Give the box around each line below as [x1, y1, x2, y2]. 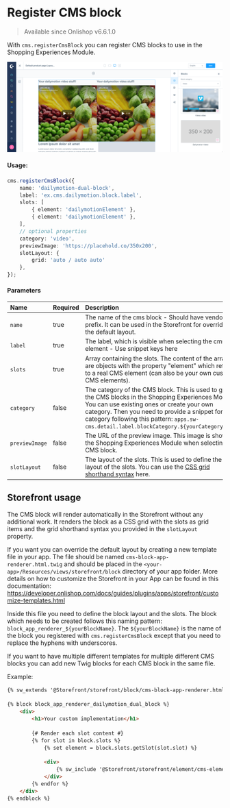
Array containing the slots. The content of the [85, 354, 213, 363]
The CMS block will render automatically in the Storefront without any [7, 510, 203, 518]
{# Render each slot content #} [31, 730, 125, 737]
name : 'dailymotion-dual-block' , [19, 184, 115, 191]
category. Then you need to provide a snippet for [85, 407, 223, 415]
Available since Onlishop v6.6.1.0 [23, 27, 116, 36]
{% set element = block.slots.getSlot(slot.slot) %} [43, 744, 197, 751]
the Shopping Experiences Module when [85, 439, 200, 447]
